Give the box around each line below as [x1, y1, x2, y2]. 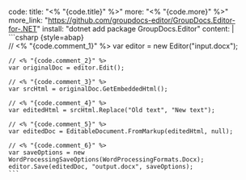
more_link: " [8, 15, 49, 25]
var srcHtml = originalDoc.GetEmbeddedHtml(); [8, 85, 168, 93]
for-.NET [8, 24, 38, 33]
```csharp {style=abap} [8, 32, 84, 42]
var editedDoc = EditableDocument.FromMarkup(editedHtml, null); [8, 128, 233, 136]
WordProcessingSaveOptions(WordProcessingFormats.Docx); [8, 156, 205, 164]
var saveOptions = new [8, 149, 85, 157]
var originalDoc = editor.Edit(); [8, 64, 125, 72]
